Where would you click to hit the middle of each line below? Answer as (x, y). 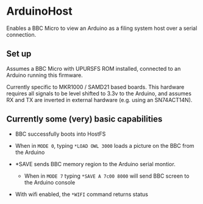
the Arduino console (50, 182)
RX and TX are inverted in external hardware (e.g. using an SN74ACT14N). (99, 100)
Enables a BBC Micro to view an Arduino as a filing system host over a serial (102, 28)
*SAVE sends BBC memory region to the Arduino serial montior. (95, 164)
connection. (21, 34)
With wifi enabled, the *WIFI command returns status (81, 194)
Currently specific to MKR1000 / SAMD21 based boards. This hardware (95, 87)
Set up (19, 54)
